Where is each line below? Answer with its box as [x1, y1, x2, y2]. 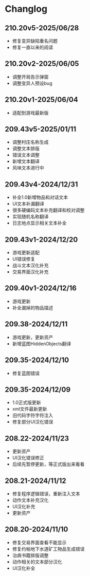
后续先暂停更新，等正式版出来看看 [12, 461, 85, 468]
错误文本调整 [12, 152, 40, 158]
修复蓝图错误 [12, 370, 40, 376]
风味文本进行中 [12, 165, 44, 171]
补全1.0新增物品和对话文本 [12, 194, 68, 200]
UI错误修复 [12, 256, 35, 262]
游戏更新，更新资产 [12, 334, 53, 340]
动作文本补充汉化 [12, 497, 49, 503]
